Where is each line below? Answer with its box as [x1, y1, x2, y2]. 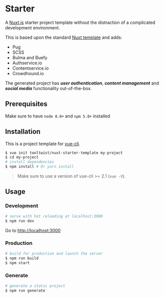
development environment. [5, 24, 60, 30]
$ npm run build [5, 256, 39, 261]
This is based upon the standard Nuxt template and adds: [5, 34, 122, 40]
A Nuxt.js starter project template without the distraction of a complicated [5, 19, 156, 25]
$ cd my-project [5, 155, 39, 160]
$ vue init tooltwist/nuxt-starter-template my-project [5, 150, 123, 155]
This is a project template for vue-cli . [5, 140, 80, 147]
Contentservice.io [12, 65, 49, 71]
